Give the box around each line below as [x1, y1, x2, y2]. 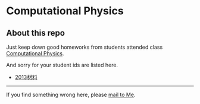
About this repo [6, 28, 65, 38]
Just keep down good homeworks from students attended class [6, 43, 163, 51]
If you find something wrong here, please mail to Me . [6, 91, 136, 98]
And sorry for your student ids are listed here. [6, 61, 118, 68]
